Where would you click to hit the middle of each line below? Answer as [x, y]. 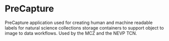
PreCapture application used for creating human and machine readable [79, 22]
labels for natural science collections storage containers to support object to [84, 27]
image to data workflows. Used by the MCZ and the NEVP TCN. [71, 33]
